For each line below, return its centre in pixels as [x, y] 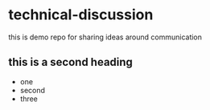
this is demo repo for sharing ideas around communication [105, 37]
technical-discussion [81, 15]
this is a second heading [70, 62]
